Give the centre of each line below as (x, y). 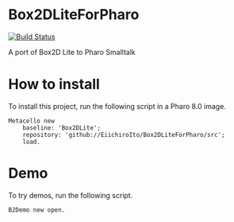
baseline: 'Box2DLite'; (62, 128)
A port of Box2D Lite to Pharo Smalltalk (72, 52)
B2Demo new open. (37, 210)
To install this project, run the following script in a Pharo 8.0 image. (117, 106)
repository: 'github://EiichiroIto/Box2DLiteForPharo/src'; (124, 134)
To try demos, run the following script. (71, 195)
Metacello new (32, 121)
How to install (54, 84)
